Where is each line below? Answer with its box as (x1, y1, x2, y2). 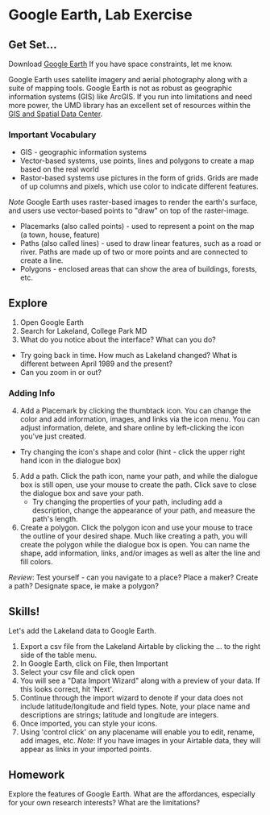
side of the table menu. (19, 651, 98, 660)
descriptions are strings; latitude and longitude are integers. (19, 710, 219, 720)
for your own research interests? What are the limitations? (8, 798, 200, 808)
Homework (8, 767, 65, 781)
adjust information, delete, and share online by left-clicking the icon (19, 423, 244, 433)
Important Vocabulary (8, 129, 97, 140)
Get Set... (8, 38, 57, 52)
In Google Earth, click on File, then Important (19, 659, 168, 668)
